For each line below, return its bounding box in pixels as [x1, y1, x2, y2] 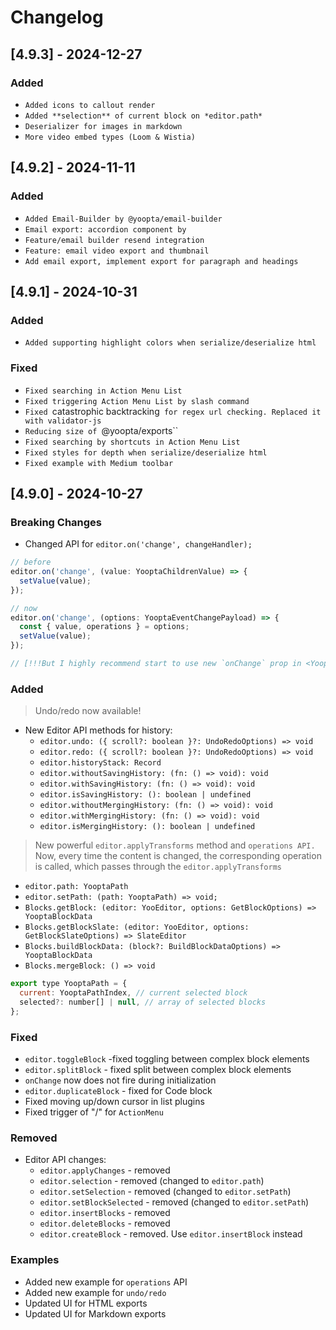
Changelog [10, 6, 104, 29]
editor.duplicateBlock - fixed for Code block [24, 1085, 213, 1097]
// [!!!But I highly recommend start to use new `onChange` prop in [10, 659, 302, 669]
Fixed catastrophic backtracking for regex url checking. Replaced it [24, 405, 322, 417]
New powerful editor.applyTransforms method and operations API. [34, 839, 316, 851]
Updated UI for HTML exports [24, 1297, 148, 1309]
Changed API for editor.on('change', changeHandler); [24, 538, 253, 550]
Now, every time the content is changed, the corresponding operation [34, 850, 322, 862]
